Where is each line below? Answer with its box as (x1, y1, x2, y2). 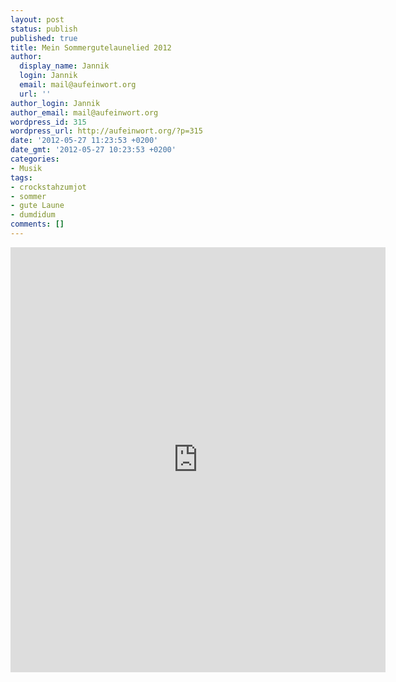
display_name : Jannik (19, 61, 110, 71)
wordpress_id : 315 (10, 117, 87, 127)
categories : (10, 154, 60, 164)
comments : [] (10, 219, 65, 230)
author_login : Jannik (10, 98, 101, 108)
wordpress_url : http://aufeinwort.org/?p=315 (10, 126, 203, 136)
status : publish (10, 24, 78, 34)
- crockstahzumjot (10, 182, 87, 192)
